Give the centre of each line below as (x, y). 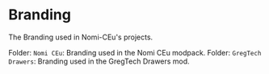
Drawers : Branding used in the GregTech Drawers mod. (99, 61)
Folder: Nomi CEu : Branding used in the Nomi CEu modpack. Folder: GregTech (135, 52)
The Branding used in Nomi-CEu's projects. (81, 37)
